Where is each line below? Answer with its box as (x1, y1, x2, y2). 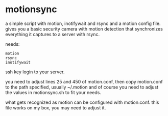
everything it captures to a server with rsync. (5, 31, 100, 37)
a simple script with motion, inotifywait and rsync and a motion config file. (5, 20, 161, 26)
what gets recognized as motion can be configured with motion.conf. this (5, 99, 159, 105)
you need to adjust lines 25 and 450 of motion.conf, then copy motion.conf (5, 78, 163, 84)
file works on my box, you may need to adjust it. (5, 104, 106, 110)
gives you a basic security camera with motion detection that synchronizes (5, 25, 163, 32)
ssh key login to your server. (5, 69, 65, 75)
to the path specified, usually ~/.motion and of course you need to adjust (5, 84, 159, 90)
